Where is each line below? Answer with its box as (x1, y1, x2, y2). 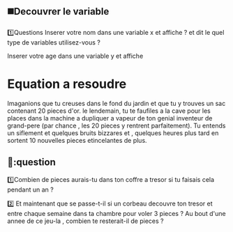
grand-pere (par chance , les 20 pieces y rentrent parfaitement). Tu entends (7, 121, 226, 130)
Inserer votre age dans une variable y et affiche (7, 52, 144, 60)
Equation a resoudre (7, 76, 127, 92)
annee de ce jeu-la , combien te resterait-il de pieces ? (7, 217, 164, 225)
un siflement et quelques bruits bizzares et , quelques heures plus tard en (7, 128, 219, 137)
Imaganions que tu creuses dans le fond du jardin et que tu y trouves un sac (7, 99, 226, 107)
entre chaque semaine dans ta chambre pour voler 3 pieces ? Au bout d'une (7, 209, 226, 217)
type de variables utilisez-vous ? (7, 38, 101, 47)
